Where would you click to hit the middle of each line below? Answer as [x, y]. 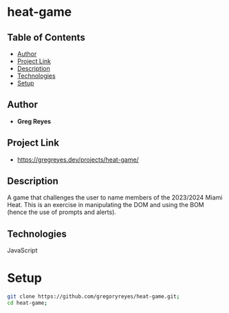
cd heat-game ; [28, 303]
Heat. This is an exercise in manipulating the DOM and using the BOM [106, 205]
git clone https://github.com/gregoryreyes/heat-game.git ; [94, 296]
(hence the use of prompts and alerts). [62, 212]
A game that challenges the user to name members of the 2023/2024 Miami [115, 197]
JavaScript [22, 250]
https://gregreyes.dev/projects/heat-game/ [78, 160]
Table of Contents [46, 37]
